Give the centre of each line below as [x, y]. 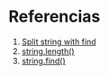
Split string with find [59, 42]
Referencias [54, 17]
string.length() [48, 51]
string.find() [44, 61]
